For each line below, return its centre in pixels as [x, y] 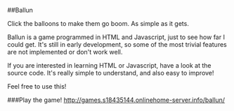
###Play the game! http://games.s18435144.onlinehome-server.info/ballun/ [116, 100]
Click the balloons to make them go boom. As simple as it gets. [98, 23]
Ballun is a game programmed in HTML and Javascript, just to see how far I [116, 37]
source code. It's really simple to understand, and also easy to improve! [111, 73]
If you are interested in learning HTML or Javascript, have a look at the [109, 65]
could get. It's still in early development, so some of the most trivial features [117, 44]
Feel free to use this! [37, 86]
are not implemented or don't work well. [65, 52]
